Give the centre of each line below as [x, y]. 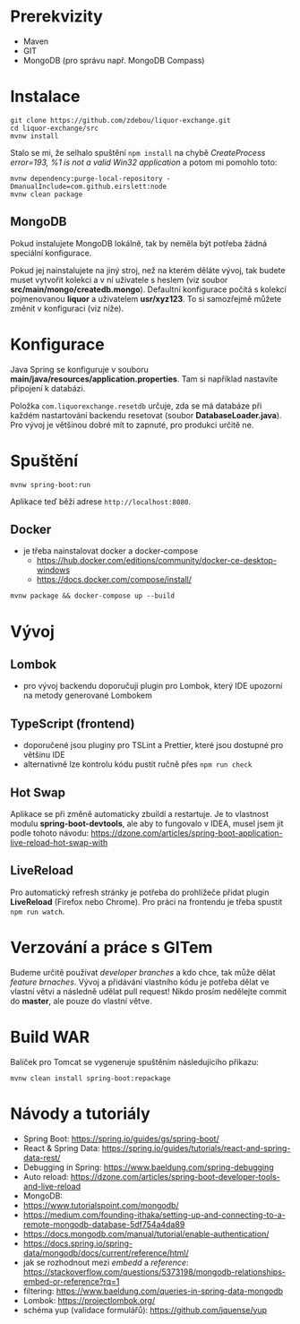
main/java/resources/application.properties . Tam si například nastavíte [144, 379]
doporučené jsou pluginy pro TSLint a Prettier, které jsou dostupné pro [153, 745]
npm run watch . [38, 911]
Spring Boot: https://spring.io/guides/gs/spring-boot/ [121, 1139]
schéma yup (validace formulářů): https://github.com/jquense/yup [145, 1310]
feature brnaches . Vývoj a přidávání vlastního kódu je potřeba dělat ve [140, 982]
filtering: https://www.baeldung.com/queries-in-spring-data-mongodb [153, 1291]
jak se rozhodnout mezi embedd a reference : [106, 1262]
